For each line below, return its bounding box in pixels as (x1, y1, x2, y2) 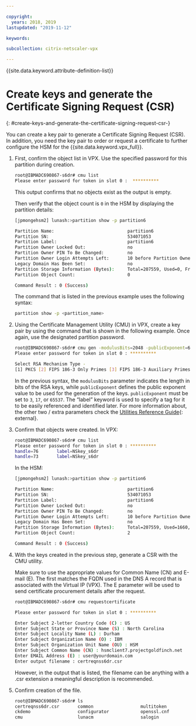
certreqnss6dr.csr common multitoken (14, 703, 167, 710)
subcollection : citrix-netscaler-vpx (6, 46, 98, 52)
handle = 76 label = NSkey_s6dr (14, 448, 99, 454)
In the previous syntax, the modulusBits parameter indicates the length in (14, 377, 190, 384)
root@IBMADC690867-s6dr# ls (14, 698, 83, 704)
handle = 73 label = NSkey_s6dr (14, 453, 99, 460)
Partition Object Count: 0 (14, 271, 130, 278)
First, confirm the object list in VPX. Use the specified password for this (14, 155, 187, 162)
